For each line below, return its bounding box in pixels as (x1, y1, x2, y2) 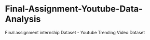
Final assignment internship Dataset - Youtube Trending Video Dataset (5, 29, 145, 35)
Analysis (5, 13, 41, 25)
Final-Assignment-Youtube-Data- (5, 3, 143, 14)
